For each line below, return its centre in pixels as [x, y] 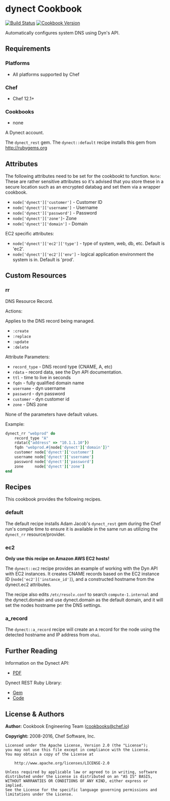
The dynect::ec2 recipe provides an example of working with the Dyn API [81, 568]
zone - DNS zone [30, 404]
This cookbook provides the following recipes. [53, 499]
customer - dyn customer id [41, 399]
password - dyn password [39, 393]
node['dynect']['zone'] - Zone [45, 219]
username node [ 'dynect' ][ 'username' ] [54, 457]
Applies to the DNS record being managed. [50, 321]
